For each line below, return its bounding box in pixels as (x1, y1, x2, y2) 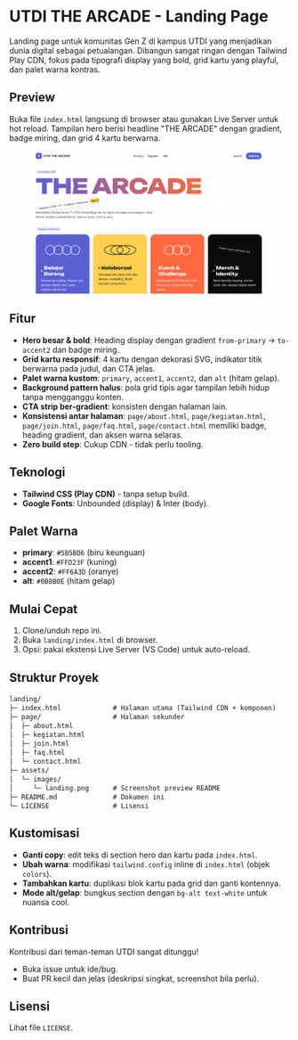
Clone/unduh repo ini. (21, 626, 102, 636)
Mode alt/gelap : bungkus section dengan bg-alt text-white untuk (21, 887, 269, 897)
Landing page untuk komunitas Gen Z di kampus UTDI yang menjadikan (9, 36, 272, 46)
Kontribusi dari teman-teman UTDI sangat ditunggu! (9, 946, 199, 957)
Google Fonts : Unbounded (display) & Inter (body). (21, 497, 209, 509)
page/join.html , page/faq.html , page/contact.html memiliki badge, (21, 420, 267, 430)
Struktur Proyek (9, 670, 100, 685)
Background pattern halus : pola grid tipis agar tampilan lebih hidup (21, 381, 270, 393)
